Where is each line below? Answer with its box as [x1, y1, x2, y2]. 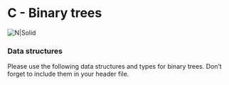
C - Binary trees [7, 5, 102, 21]
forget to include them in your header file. [7, 69, 129, 79]
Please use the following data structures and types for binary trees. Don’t [7, 62, 222, 71]
